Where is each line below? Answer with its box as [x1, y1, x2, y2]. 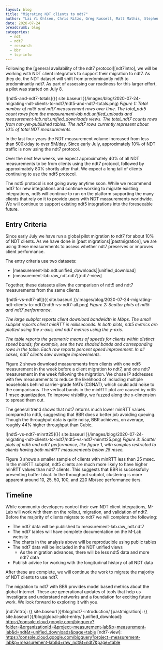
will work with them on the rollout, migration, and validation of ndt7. [14, 509, 148, 515]
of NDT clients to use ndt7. [5, 574, 59, 580]
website [12, 534, 29, 539]
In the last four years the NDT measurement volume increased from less [5, 136, 149, 142]
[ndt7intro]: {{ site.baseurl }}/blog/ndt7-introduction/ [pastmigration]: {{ [5, 609, 148, 614]
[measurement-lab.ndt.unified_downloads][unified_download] [12, 267, 136, 273]
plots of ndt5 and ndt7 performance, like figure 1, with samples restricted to [5, 442, 156, 448]
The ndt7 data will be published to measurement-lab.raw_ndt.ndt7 [12, 524, 145, 529]
